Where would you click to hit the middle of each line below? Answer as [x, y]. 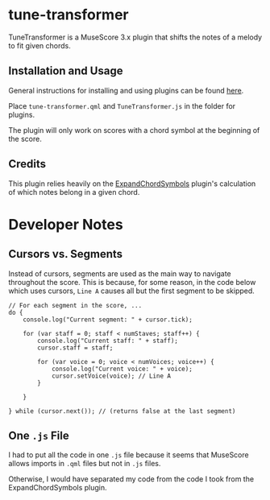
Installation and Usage [66, 71]
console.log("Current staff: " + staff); [108, 341]
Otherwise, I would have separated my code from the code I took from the [131, 479]
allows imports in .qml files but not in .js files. [85, 464]
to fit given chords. [39, 45]
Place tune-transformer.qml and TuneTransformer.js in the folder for [122, 105]
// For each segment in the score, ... [75, 305]
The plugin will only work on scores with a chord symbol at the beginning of [134, 130]
